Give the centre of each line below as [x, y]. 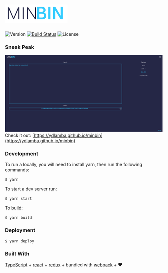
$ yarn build [19, 218]
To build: [14, 208]
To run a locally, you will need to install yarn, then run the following [74, 165]
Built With [17, 254]
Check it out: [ [20, 135]
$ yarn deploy [20, 241]
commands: [17, 170]
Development [22, 153]
